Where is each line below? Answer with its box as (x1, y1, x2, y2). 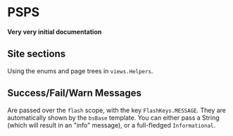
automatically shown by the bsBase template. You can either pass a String (7, 113, 220, 122)
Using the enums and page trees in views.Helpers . (7, 66, 153, 75)
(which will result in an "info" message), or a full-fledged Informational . (7, 120, 216, 129)
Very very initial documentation (7, 27, 102, 36)
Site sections (7, 48, 66, 60)
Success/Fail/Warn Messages (7, 87, 142, 99)
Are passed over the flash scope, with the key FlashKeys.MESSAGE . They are (7, 106, 227, 114)
